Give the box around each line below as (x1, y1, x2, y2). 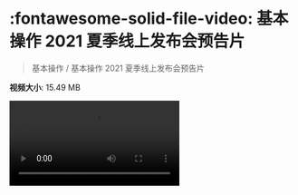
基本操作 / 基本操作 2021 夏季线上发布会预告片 (31, 63, 206, 73)
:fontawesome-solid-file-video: (9, 8, 254, 29)
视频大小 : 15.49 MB (9, 82, 82, 93)
